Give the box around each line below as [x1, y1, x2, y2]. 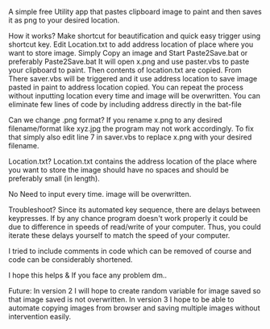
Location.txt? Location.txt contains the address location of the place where [8, 156, 258, 166]
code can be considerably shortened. [8, 255, 133, 264]
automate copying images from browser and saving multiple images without [8, 303, 260, 313]
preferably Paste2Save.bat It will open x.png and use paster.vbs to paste [8, 56, 250, 66]
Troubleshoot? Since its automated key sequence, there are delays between [8, 205, 260, 214]
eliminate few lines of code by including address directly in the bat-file [8, 100, 242, 109]
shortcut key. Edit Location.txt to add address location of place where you [8, 40, 254, 49]
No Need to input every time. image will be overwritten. [8, 189, 192, 198]
